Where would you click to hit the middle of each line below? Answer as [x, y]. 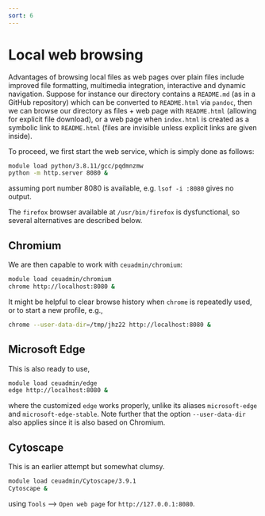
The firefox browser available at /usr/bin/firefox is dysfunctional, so [124, 212]
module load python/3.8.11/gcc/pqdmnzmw [76, 166]
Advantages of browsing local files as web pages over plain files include [126, 77]
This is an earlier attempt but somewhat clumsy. [86, 467]
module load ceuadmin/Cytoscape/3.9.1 [72, 481]
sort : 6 [21, 15]
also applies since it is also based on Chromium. [87, 422]
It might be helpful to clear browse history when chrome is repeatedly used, [130, 302]
